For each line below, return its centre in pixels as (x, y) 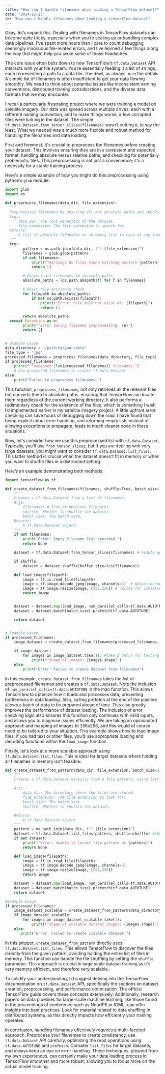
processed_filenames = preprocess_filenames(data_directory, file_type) (81, 357)
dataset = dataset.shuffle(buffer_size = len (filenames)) (81, 566)
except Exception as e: (34, 321)
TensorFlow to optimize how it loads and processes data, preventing (74, 694)
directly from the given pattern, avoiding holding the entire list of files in (77, 953)
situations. (15, 431)
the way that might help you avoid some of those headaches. (67, 54)
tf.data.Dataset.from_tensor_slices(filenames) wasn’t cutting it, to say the (82, 125)
